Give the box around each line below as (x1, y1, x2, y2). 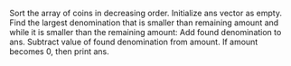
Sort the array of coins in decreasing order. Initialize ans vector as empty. (9, 8, 283, 18)
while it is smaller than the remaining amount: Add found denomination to (9, 27, 282, 37)
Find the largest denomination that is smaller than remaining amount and (9, 17, 279, 28)
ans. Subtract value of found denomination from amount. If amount (9, 36, 258, 47)
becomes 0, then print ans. (9, 46, 110, 57)
